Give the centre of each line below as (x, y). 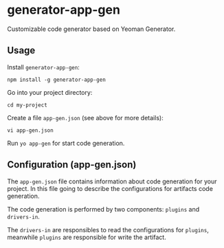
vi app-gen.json (30, 130)
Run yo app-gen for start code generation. (66, 143)
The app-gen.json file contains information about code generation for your (112, 181)
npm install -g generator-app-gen (57, 80)
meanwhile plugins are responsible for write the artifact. (87, 237)
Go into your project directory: (50, 92)
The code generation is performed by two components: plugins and (103, 209)
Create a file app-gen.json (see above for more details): (85, 117)
